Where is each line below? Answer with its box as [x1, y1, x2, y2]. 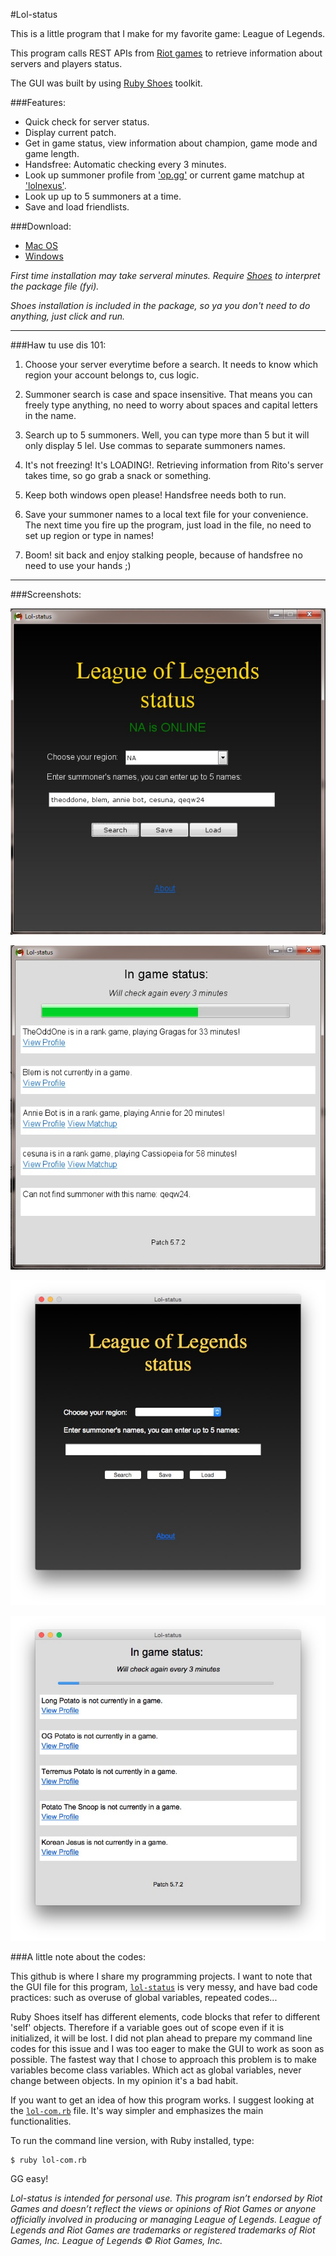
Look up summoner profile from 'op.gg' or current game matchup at [24, 169, 305, 181]
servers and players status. [10, 58, 123, 69]
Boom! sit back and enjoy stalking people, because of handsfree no [24, 549, 303, 561]
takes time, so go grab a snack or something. [24, 470, 212, 481]
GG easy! [10, 2172, 49, 2184]
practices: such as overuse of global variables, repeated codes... [10, 1991, 278, 2003]
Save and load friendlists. [24, 201, 130, 213]
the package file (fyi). [10, 280, 100, 292]
